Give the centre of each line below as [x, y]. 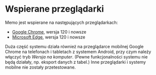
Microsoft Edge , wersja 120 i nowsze [49, 37]
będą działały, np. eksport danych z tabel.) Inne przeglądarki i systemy [76, 62]
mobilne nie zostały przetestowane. [40, 67]
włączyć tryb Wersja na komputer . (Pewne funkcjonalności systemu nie [76, 56]
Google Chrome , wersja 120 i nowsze [49, 32]
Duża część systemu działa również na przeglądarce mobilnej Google [74, 46]
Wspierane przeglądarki [55, 9]
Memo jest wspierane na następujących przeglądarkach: [62, 22]
